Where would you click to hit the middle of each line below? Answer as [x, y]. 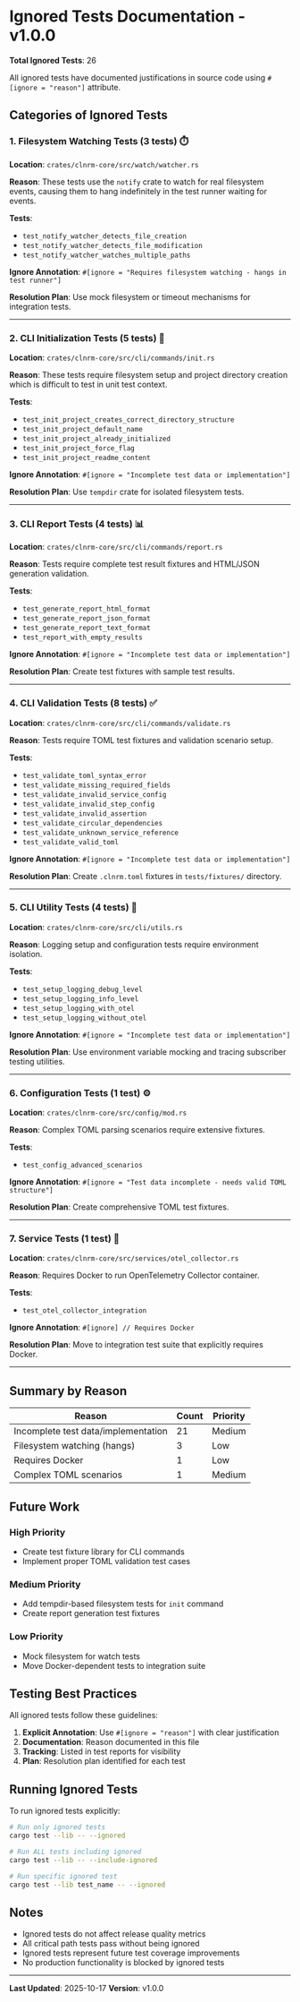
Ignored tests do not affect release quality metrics [114, 1934]
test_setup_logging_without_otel [84, 1018]
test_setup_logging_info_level [80, 999]
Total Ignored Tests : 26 [53, 60]
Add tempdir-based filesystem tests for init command [123, 1604]
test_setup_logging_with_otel [79, 1008]
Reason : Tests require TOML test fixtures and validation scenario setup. [142, 740]
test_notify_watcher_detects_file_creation [104, 236]
